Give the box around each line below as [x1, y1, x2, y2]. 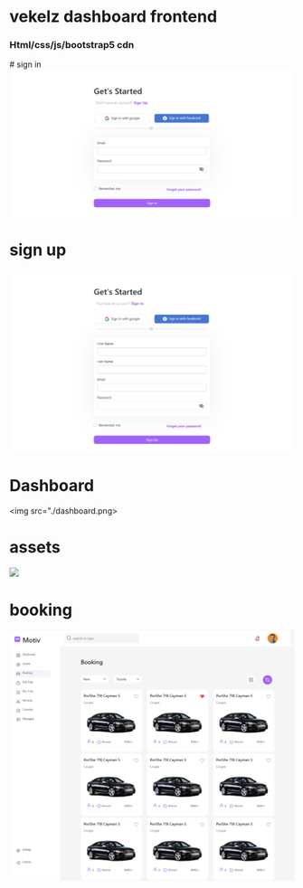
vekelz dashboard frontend [9, 6, 218, 27]
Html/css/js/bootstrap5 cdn [9, 39, 135, 52]
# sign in [9, 59, 43, 70]
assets [9, 536, 62, 557]
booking [9, 600, 72, 620]
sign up [9, 240, 67, 260]
